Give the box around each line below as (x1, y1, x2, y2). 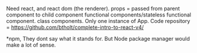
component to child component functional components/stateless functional (6, 11, 192, 18)
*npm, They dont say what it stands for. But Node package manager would (6, 35, 190, 42)
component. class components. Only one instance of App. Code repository (6, 18, 190, 24)
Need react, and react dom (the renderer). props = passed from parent (6, 5, 180, 12)
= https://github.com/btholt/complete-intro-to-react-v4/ (6, 24, 144, 31)
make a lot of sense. (6, 41, 56, 48)
